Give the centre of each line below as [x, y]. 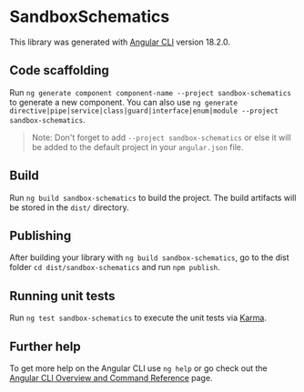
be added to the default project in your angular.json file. [137, 146]
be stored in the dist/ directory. [69, 207]
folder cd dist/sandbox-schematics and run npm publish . [115, 267]
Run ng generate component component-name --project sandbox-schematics [150, 92]
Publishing [41, 235]
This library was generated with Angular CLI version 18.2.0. [120, 42]
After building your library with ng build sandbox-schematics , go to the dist [149, 257]
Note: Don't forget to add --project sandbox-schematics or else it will [161, 137]
